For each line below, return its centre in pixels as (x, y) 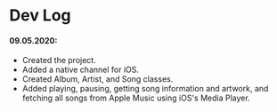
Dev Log (40, 16)
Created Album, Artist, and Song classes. (98, 79)
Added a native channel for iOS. (81, 70)
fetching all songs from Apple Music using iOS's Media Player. (136, 98)
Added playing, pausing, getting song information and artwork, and (145, 89)
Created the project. (59, 60)
